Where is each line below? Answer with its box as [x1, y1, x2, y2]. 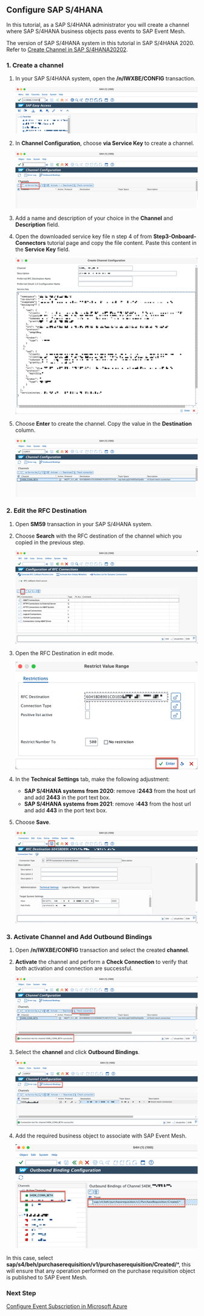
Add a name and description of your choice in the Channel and [15, 214, 173, 222]
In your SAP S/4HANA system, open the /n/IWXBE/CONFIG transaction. [15, 75, 195, 82]
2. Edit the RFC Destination [6, 507, 87, 515]
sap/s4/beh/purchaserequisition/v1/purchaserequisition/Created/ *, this [6, 1261, 191, 1268]
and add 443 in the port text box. [24, 807, 107, 814]
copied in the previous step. [15, 538, 85, 546]
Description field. [15, 220, 59, 228]
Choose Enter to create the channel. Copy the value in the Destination [15, 420, 192, 428]
